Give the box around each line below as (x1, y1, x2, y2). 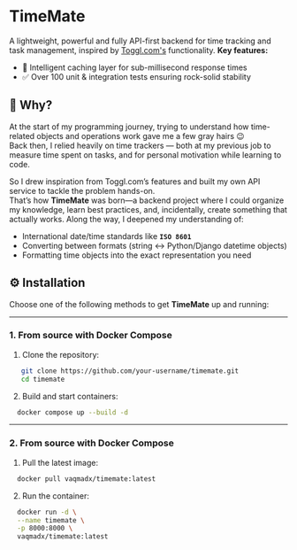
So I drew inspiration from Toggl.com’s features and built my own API (9, 175, 261, 187)
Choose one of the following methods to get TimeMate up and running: (9, 298, 270, 309)
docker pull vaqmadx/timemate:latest (17, 474, 156, 484)
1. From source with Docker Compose (9, 329, 172, 342)
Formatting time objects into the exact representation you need (21, 250, 252, 260)
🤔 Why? (9, 97, 53, 112)
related (9, 130, 35, 141)
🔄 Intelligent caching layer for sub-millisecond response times (21, 62, 247, 73)
